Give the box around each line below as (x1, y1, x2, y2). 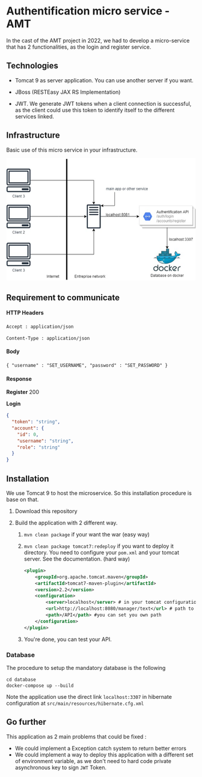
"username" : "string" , (17, 438, 74, 444)
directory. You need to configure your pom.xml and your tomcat (23, 548, 179, 556)
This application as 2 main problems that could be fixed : (6, 732, 147, 740)
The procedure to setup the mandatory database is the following (6, 665, 166, 671)
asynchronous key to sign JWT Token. (14, 764, 107, 771)
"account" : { (11, 425, 44, 431)
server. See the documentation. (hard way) (23, 555, 130, 562)
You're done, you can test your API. (23, 636, 112, 643)
